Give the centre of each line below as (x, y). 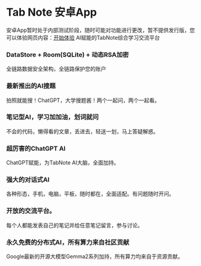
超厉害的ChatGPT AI (36, 148)
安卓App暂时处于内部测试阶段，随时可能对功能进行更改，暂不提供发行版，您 (100, 30)
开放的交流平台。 (31, 211)
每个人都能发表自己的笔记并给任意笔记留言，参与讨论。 (74, 225)
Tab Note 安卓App (52, 12)
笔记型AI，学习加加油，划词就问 (52, 117)
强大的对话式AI (28, 180)
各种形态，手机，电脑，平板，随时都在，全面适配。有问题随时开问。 (90, 194)
